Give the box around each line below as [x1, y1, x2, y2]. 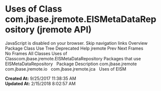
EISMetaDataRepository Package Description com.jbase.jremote [5, 61, 137, 67]
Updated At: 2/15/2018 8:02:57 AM [5, 80, 76, 86]
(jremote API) [36, 24, 92, 35]
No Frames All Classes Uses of [5, 50, 68, 56]
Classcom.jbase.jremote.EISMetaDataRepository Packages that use [5, 55, 141, 61]
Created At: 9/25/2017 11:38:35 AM [5, 75, 77, 81]
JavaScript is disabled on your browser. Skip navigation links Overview [5, 40, 148, 46]
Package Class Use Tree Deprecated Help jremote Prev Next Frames [5, 45, 143, 51]
